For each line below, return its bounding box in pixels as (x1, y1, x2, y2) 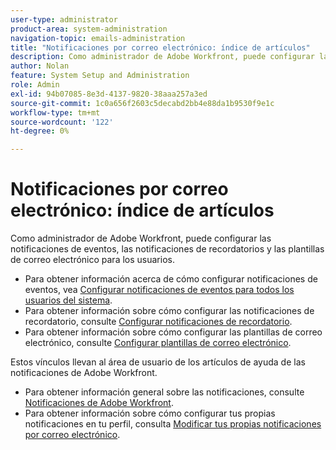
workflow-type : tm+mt (10, 107, 101, 118)
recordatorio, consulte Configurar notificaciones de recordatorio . (24, 316, 293, 328)
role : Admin (10, 80, 60, 90)
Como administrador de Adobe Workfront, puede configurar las (10, 232, 272, 245)
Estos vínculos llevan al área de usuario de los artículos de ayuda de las (10, 356, 306, 368)
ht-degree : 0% (10, 126, 70, 136)
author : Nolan (10, 61, 70, 71)
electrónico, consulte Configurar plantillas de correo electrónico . (24, 337, 292, 349)
